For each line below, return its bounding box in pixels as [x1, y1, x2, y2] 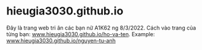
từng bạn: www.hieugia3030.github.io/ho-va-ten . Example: [6, 30, 155, 37]
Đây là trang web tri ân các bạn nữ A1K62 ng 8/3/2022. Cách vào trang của [6, 24, 196, 31]
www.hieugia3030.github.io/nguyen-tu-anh [6, 37, 116, 44]
